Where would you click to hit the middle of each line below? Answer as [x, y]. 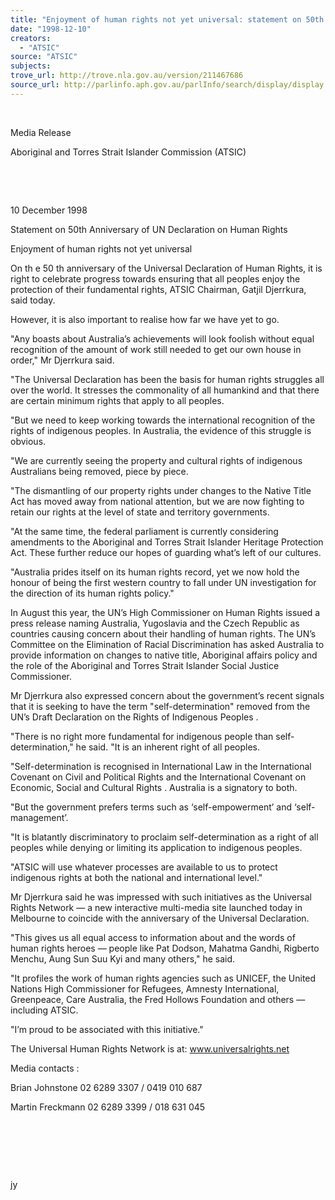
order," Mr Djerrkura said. [62, 360]
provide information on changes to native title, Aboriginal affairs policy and [164, 655]
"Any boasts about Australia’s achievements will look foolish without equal [162, 338]
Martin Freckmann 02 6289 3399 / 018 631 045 [108, 1107]
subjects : [31, 66]
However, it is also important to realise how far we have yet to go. [145, 319]
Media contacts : [45, 1068]
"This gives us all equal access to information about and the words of [153, 937]
